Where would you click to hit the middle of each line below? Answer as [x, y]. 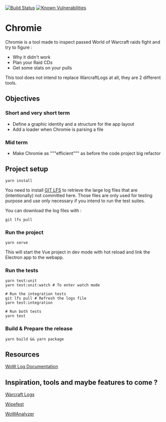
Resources [22, 355]
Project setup [27, 169]
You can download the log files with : [44, 210]
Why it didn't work [31, 57]
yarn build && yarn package [35, 339]
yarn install [19, 181]
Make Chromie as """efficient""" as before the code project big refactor [87, 153]
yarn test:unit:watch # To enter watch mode [53, 285]
